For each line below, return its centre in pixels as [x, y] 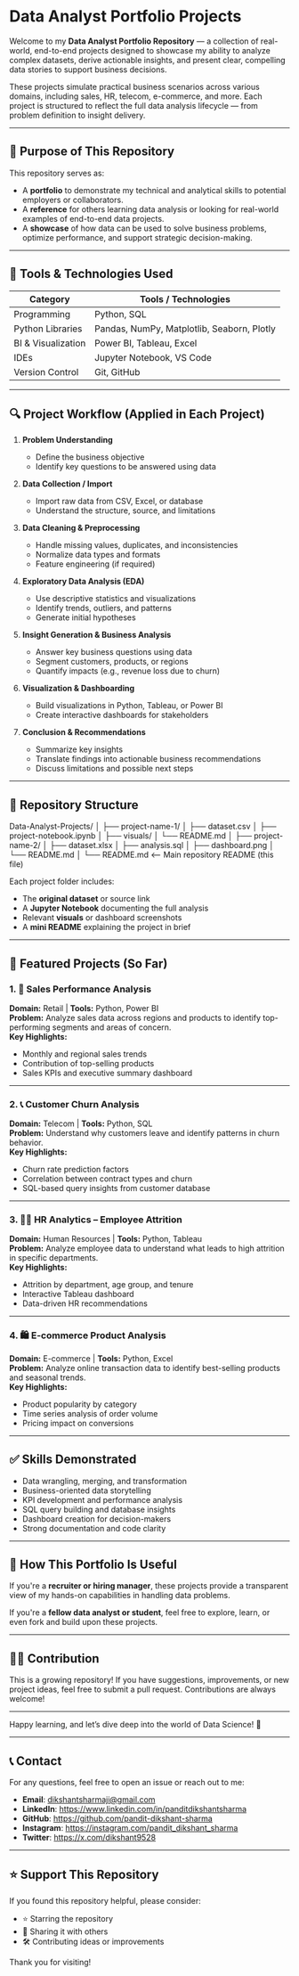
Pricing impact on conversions [78, 1423]
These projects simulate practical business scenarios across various [134, 86]
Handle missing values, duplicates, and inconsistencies [137, 545]
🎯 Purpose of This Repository [92, 152]
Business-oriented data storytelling [86, 1490]
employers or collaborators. [73, 200]
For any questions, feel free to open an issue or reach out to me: [127, 1783]
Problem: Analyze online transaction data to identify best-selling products [145, 1368]
